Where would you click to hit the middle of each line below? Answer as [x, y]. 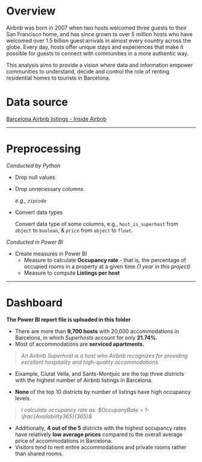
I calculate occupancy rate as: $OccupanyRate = [82, 410]
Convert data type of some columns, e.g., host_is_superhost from [96, 223]
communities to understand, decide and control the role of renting [88, 71]
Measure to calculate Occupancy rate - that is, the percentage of [105, 260]
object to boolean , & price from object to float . [74, 230]
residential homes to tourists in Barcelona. [58, 78]
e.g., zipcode [31, 201]
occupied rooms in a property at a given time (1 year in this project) [107, 266]
